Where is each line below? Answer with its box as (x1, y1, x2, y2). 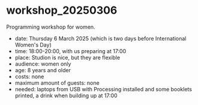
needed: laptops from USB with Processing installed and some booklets (14, 85, 192, 92)
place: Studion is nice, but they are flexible (14, 54, 121, 61)
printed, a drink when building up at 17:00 (14, 92, 118, 99)
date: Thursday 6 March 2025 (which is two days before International (14, 35, 187, 42)
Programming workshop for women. (6, 23, 95, 30)
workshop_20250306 (6, 4, 118, 17)
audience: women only (14, 60, 71, 67)
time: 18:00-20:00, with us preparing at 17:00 (14, 47, 127, 54)
